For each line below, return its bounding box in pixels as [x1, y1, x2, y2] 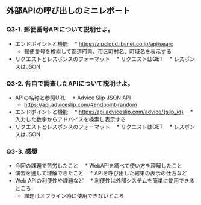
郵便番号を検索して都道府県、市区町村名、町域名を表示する [23, 48, 172, 55]
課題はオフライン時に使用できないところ [23, 192, 125, 200]
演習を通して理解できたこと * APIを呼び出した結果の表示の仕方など [14, 169, 188, 177]
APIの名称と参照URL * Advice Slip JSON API [14, 94, 131, 101]
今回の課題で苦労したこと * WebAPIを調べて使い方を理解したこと [14, 162, 182, 169]
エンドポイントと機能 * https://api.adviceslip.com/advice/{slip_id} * [14, 108, 193, 115]
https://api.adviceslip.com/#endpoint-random [23, 101, 137, 108]
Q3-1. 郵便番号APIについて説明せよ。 [6, 25, 114, 34]
